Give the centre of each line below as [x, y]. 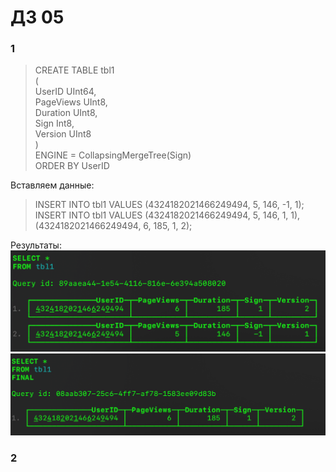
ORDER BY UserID [72, 166]
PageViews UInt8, [71, 102]
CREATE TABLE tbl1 [74, 70]
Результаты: [36, 245]
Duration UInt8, [66, 113]
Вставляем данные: [52, 185]
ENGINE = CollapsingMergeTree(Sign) [113, 155]
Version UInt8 [63, 134]
